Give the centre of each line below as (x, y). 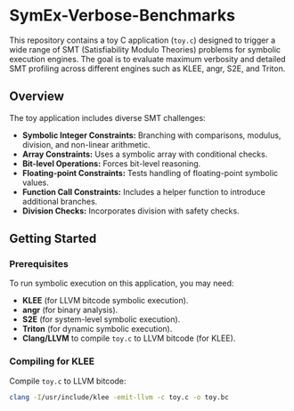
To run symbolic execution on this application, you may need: (122, 283)
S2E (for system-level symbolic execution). (101, 319)
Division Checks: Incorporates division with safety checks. (131, 211)
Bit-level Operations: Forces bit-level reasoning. (111, 163)
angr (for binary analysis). (70, 310)
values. (35, 182)
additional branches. (60, 201)
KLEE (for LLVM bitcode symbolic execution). (105, 301)
